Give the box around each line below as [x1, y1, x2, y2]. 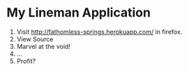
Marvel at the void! [16, 42, 71, 50]
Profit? [16, 57, 36, 65]
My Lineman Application [6, 5, 151, 21]
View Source [16, 34, 54, 43]
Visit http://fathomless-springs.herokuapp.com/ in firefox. [16, 28, 183, 36]
